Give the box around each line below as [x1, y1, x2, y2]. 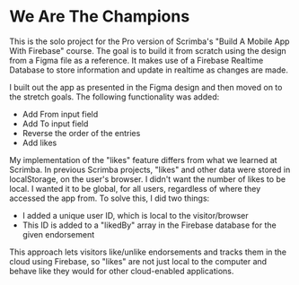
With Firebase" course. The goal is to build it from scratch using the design [9, 45, 287, 56]
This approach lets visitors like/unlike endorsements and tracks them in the [9, 246, 287, 257]
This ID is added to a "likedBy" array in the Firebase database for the [22, 220, 277, 230]
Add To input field [22, 118, 89, 129]
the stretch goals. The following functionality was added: [9, 91, 220, 102]
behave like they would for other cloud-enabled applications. [9, 265, 234, 276]
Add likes [22, 137, 57, 148]
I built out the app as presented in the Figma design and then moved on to [9, 82, 283, 92]
